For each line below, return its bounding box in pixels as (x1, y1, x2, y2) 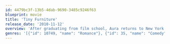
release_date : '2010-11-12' (5, 21, 65, 27)
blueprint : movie (5, 12, 42, 17)
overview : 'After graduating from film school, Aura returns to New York (5, 26, 164, 31)
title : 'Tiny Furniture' (5, 17, 58, 22)
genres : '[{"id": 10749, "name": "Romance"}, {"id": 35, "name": (5, 31, 146, 36)
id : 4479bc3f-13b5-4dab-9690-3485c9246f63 (5, 7, 96, 13)
